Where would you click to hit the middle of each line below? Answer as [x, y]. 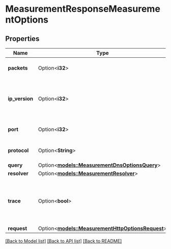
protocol [18, 150]
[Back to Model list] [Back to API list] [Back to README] [64, 241]
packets [18, 68]
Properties [22, 39]
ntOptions [27, 20]
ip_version [21, 99]
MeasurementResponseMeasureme [83, 9]
